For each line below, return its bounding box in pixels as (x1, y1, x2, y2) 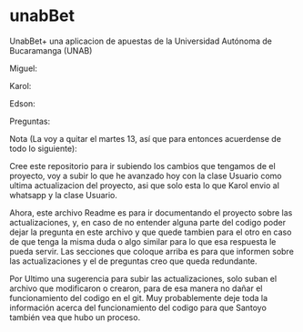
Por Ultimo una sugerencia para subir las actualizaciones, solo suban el (9, 273, 278, 284)
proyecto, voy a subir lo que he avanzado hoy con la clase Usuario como (9, 170, 282, 181)
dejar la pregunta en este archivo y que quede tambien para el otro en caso (9, 226, 292, 237)
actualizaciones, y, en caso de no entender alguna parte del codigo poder (9, 216, 287, 227)
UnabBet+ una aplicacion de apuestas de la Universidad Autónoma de (9, 35, 273, 46)
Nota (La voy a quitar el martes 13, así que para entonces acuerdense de (9, 133, 282, 144)
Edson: (9, 97, 36, 109)
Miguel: (9, 63, 38, 74)
